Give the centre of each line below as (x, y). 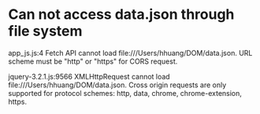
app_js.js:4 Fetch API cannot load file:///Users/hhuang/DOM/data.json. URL (130, 53)
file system (45, 31)
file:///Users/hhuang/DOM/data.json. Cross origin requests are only (117, 85)
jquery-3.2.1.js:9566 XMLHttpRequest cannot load (89, 76)
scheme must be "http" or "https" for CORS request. (93, 61)
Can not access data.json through (121, 15)
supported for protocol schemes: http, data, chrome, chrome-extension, (125, 93)
